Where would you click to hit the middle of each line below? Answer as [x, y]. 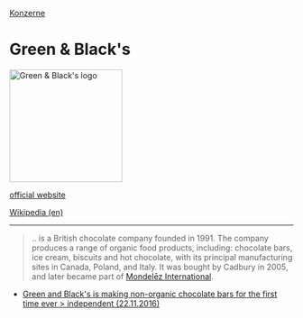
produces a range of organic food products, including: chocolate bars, [162, 248]
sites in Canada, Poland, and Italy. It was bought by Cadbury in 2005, [160, 267]
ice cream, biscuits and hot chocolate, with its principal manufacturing [162, 257]
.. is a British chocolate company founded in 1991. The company [150, 238]
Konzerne [28, 13]
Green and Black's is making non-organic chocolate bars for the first [150, 294]
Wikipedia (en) [37, 212]
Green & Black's [70, 50]
